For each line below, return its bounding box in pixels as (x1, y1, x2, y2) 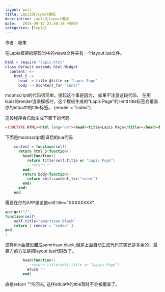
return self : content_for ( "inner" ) (27, 176, 98, 181)
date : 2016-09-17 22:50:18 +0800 (5, 21, 78, 26)
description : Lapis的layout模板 (5, 16, 69, 21)
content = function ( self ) (14, 144, 67, 149)
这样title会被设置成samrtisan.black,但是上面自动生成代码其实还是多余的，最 (5, 242, 158, 248)
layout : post (5, 7, 32, 12)
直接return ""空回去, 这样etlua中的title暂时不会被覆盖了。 (5, 281, 120, 287)
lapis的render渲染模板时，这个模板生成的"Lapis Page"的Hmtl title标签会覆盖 (5, 98, 159, 104)
